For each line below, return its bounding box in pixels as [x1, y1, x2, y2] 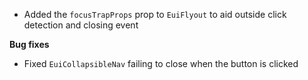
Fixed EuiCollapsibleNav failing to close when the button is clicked [23, 58, 299, 69]
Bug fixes [9, 39, 50, 50]
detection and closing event [23, 19, 139, 31]
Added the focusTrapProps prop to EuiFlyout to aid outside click [23, 9, 287, 20]
